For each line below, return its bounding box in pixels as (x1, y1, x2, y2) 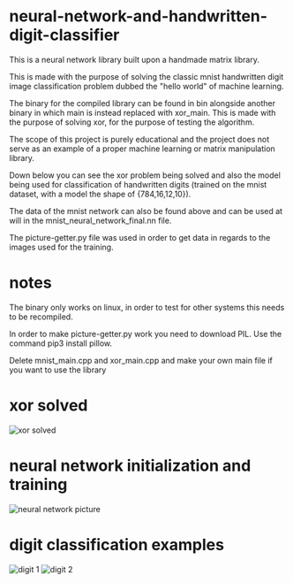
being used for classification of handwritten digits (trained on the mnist (9, 179, 267, 189)
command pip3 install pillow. (9, 338, 113, 349)
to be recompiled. (9, 311, 73, 322)
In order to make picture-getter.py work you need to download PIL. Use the (9, 328, 282, 339)
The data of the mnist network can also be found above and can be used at (9, 205, 283, 216)
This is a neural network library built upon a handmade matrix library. (9, 54, 260, 65)
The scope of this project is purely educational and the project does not (9, 134, 270, 144)
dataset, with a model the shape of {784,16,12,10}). (9, 188, 192, 199)
